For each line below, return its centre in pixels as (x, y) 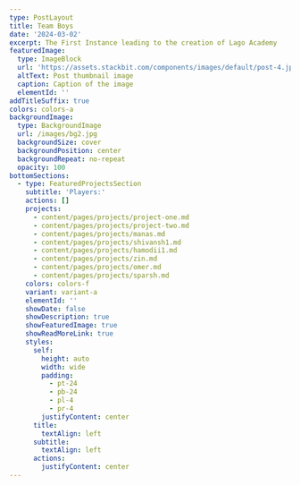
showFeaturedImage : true (71, 326)
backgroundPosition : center (70, 150)
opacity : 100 (42, 167)
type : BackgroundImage (59, 126)
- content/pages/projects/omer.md (97, 268)
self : (43, 350)
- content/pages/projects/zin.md (95, 259)
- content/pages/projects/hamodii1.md (105, 251)
